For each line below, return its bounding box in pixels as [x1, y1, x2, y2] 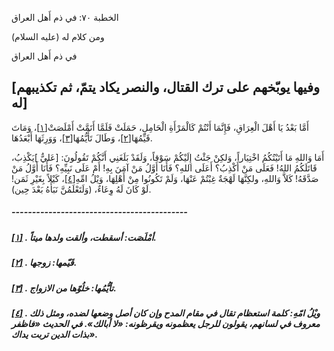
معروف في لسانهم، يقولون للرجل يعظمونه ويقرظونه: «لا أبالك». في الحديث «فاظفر [11, 317, 321, 329]
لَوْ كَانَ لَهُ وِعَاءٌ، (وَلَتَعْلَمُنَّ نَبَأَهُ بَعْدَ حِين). [11, 183, 152, 195]
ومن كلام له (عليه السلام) [11, 31, 105, 42]
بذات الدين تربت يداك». [11, 328, 99, 340]
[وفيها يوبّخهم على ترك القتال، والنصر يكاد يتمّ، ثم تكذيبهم [11, 79, 321, 96]
